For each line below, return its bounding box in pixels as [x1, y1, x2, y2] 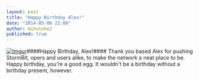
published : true [6, 31, 47, 37]
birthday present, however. [6, 67, 73, 74]
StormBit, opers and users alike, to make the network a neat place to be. [6, 54, 185, 61]
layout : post [6, 8, 39, 15]
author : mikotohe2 [6, 25, 52, 32]
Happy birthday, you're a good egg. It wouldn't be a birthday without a [6, 61, 180, 68]
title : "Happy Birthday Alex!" [6, 14, 85, 20]
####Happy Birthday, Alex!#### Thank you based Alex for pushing [26, 48, 194, 55]
